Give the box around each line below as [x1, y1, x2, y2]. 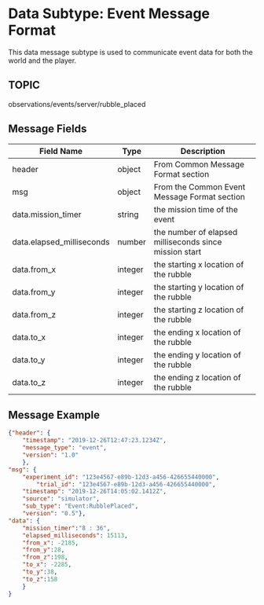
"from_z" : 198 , [22, 553, 68, 562]
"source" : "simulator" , [22, 495, 101, 503]
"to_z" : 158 [22, 575, 58, 583]
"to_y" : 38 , [22, 568, 58, 576]
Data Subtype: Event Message [8, 5, 211, 23]
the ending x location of [153, 327, 241, 338]
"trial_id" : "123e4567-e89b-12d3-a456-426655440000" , [36, 480, 216, 488]
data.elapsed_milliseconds [12, 236, 110, 247]
